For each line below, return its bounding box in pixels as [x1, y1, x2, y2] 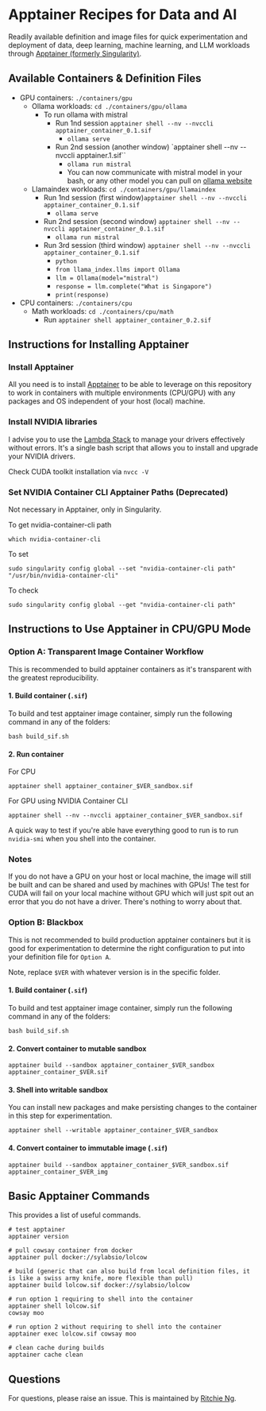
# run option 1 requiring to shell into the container [8, 1295, 194, 1304]
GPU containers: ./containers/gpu [19, 93, 133, 102]
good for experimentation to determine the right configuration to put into [8, 943, 245, 953]
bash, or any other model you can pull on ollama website [67, 176, 253, 185]
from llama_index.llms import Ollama [55, 265, 180, 273]
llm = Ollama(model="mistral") [55, 274, 159, 282]
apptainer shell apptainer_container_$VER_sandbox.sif [8, 783, 194, 791]
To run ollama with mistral [43, 110, 129, 119]
